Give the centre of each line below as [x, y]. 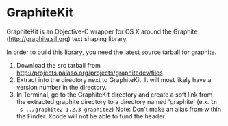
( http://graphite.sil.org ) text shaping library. [67, 38]
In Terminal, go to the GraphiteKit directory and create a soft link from [114, 94]
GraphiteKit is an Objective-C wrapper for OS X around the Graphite [102, 32]
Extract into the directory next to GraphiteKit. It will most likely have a [114, 79]
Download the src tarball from [58, 65]
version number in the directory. [62, 87]
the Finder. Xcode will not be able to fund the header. [91, 116]
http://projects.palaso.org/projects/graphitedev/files [90, 73]
